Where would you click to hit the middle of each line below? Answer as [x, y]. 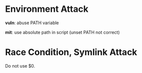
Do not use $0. [20, 66]
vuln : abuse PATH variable [32, 23]
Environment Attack [47, 9]
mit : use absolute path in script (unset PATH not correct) [62, 32]
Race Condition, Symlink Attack [71, 52]
